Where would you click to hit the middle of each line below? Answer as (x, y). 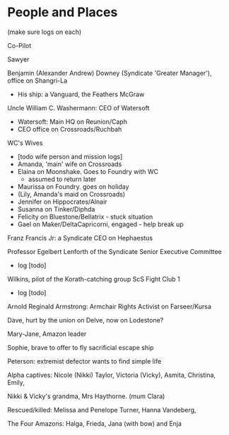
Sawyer (18, 59)
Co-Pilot (19, 45)
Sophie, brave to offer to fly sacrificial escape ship (81, 347)
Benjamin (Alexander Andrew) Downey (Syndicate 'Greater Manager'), (110, 73)
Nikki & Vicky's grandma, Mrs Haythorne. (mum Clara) (86, 396)
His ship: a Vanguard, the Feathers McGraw (81, 94)
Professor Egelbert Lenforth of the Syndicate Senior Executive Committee (115, 251)
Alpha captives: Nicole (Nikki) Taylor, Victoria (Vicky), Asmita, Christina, (112, 375)
